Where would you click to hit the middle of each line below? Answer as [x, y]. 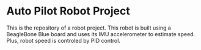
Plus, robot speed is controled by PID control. [64, 40]
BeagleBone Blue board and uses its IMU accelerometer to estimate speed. [101, 34]
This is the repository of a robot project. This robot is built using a [89, 28]
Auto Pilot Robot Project [68, 11]
